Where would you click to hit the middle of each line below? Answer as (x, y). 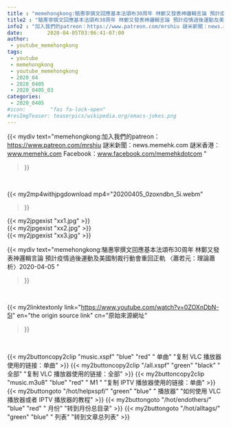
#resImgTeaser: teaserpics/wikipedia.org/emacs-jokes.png (92, 116)
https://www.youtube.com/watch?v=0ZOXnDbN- (150, 307)
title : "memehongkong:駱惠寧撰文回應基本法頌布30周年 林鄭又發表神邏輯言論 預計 (114, 13)
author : (18, 39)
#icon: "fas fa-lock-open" (57, 109)
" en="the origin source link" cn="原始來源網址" (80, 315)
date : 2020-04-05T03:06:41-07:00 (66, 33)
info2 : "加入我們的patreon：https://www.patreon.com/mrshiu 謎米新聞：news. (115, 26)
